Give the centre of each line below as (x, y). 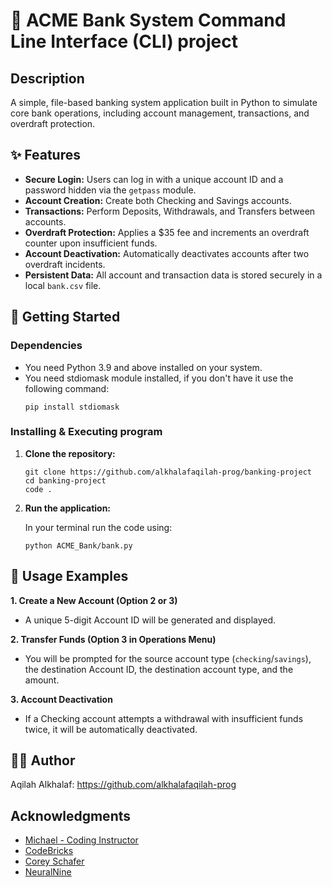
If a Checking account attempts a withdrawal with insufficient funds (164, 718)
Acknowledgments (71, 815)
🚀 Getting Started (65, 317)
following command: (67, 388)
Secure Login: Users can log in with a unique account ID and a (154, 179)
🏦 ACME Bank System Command (148, 20)
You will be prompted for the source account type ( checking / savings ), (168, 658)
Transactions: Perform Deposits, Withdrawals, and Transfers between (170, 211)
